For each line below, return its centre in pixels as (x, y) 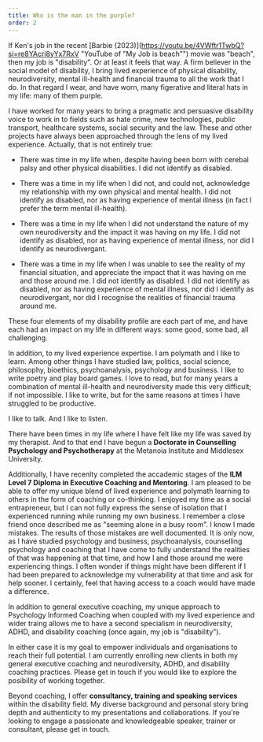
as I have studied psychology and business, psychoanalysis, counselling (125, 541)
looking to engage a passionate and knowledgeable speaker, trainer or (122, 721)
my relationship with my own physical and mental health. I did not (125, 191)
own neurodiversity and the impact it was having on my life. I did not (130, 232)
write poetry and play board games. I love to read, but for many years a (123, 378)
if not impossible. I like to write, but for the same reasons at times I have (124, 395)
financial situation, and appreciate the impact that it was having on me (133, 272)
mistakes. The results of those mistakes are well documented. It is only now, (131, 532)
